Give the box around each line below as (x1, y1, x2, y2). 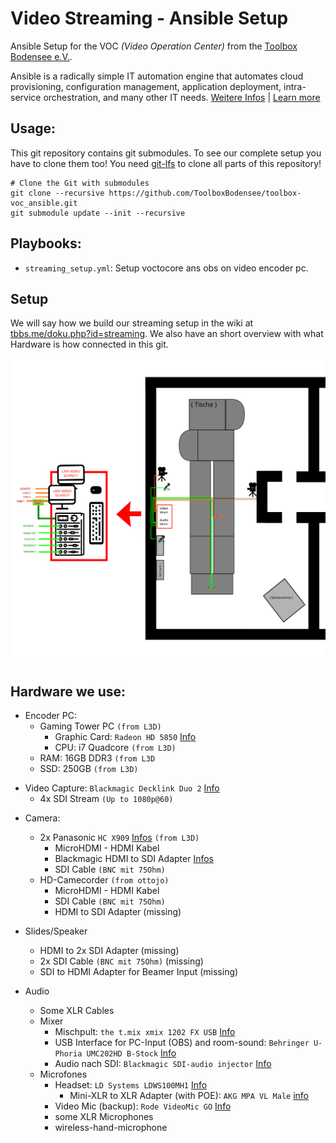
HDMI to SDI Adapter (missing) (54, 905, 182, 917)
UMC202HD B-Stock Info (86, 1047, 177, 1059)
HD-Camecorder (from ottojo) (39, 873, 170, 886)
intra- (283, 80, 307, 92)
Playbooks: (10, 235, 82, 252)
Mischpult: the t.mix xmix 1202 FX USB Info (54, 1025, 236, 1037)
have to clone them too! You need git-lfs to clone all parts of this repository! (10, 157, 322, 169)
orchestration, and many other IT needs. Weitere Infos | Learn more (43, 91, 321, 103)
